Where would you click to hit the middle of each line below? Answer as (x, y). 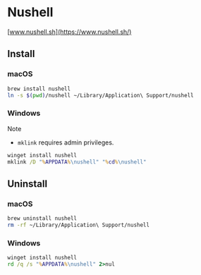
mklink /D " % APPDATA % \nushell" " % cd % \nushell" (77, 162)
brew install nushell (39, 89)
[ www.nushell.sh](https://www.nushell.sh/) (69, 32)
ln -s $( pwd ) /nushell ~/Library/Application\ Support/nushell (100, 95)
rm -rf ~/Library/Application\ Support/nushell (79, 225)
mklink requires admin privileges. (66, 142)
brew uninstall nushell (42, 219)
